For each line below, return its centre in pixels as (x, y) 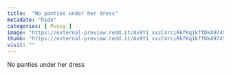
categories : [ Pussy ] (40, 26)
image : (16, 32)
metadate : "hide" (32, 20)
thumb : (16, 39)
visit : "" (21, 45)
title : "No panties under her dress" (63, 13)
